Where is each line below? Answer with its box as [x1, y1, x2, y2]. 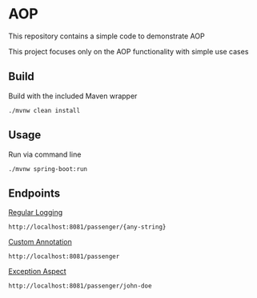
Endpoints [8, 186, 61, 200]
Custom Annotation [8, 237, 72, 247]
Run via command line [8, 149, 82, 159]
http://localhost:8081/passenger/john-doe [8, 282, 152, 290]
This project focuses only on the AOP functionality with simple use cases [8, 46, 249, 56]
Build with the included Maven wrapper [8, 91, 138, 101]
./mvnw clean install [8, 106, 81, 114]
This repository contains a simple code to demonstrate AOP [8, 31, 206, 41]
